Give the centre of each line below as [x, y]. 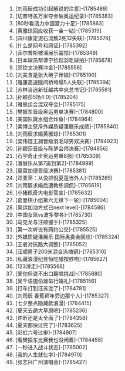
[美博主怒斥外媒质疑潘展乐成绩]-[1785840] [67, 126]
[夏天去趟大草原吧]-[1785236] [51, 310]
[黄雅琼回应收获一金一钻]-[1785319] [58, 31]
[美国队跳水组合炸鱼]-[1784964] [54, 119]
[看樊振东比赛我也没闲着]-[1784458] [59, 340]
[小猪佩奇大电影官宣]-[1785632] [54, 193]
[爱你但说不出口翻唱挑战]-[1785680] [59, 274]
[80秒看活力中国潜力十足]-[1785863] [60, 23]
